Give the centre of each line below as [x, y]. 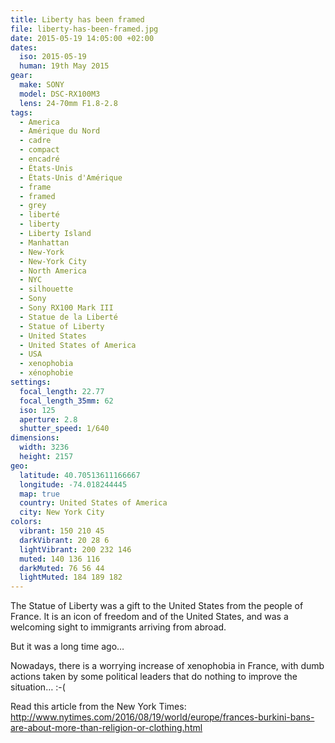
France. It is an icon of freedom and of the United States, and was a [149, 617]
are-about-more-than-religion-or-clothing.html [106, 728]
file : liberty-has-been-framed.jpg [84, 29]
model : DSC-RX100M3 [60, 94]
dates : [24, 47]
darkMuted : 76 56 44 [62, 568]
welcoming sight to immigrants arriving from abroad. [118, 627]
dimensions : [35, 438]
